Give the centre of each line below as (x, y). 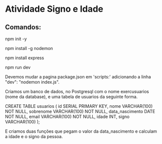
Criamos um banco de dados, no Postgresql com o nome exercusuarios (77, 91)
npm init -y (16, 39)
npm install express (25, 58)
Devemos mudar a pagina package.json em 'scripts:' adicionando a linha (78, 77)
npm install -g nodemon (29, 48)
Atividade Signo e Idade (54, 9)
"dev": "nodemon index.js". (32, 82)
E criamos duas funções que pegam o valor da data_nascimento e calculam (81, 131)
